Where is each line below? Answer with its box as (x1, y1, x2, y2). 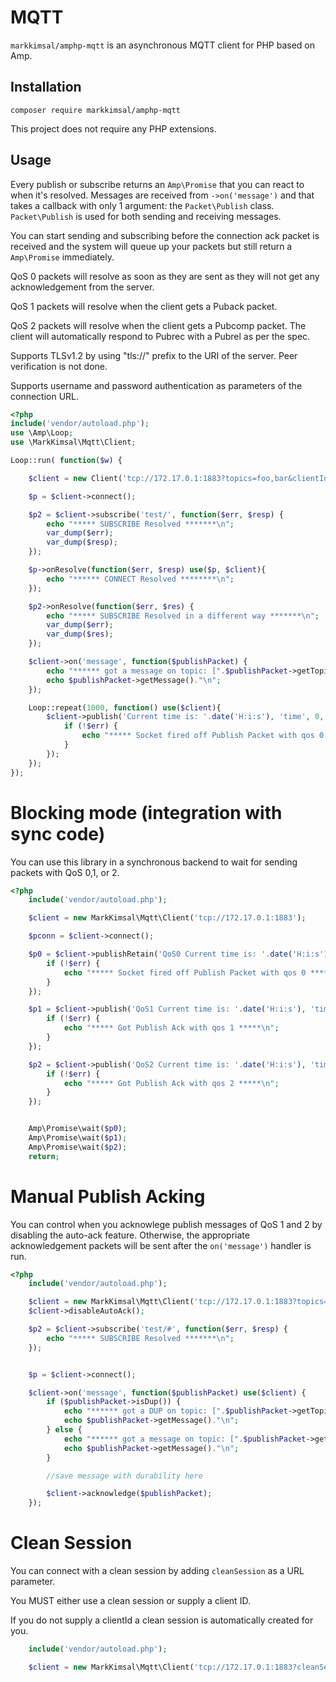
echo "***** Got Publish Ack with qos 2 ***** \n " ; (63, 1078, 280, 1088)
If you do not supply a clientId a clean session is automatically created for (10, 1614, 314, 1626)
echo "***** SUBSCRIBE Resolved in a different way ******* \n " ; (46, 611, 320, 621)
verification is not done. (10, 360, 108, 372)
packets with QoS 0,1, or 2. (10, 866, 120, 878)
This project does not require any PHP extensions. (10, 122, 217, 135)
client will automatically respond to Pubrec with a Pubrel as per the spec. (10, 330, 311, 342)
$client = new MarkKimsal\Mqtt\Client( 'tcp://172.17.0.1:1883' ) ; (28, 913, 307, 923)
